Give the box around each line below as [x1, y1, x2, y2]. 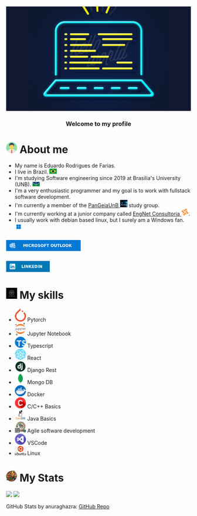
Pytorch [27, 316, 46, 324]
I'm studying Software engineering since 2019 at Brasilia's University [14, 175, 181, 182]
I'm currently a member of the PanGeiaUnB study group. [14, 202, 160, 209]
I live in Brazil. [14, 168, 49, 175]
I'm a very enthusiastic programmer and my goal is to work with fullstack [14, 187, 191, 194]
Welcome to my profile [65, 120, 132, 128]
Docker [27, 391, 45, 398]
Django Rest [27, 367, 57, 374]
